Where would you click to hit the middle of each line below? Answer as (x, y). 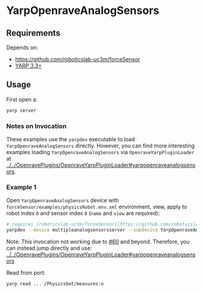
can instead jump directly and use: (49, 248)
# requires (20, 224)
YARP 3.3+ (28, 66)
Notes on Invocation (37, 126)
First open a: (22, 99)
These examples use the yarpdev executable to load (71, 139)
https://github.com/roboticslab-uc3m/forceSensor (77, 59)
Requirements (33, 33)
